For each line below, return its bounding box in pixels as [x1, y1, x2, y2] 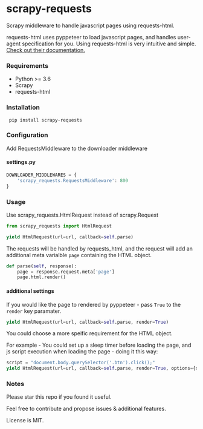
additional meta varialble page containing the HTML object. [6, 251, 152, 258]
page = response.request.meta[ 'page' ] [17, 269, 115, 275]
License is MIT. [6, 417, 44, 424]
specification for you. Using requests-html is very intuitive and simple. [22, 40, 196, 47]
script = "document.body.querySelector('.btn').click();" [6, 359, 155, 366]
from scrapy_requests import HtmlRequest [6, 223, 112, 229]
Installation [6, 103, 40, 112]
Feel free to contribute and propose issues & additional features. [6, 405, 166, 413]
